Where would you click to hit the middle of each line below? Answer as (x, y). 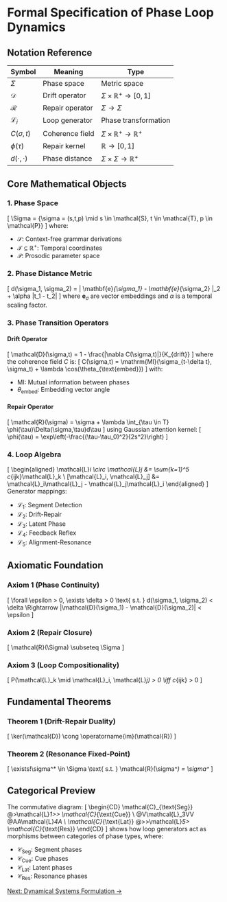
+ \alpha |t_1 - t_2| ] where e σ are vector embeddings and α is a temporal (110, 297)
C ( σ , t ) (21, 133)
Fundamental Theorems (59, 702)
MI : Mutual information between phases (73, 382)
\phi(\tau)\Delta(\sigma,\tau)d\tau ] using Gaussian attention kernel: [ (104, 429)
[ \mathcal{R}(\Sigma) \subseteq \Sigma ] (66, 647)
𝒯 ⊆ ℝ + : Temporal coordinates (60, 247)
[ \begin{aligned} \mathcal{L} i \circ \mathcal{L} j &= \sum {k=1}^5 (98, 470)
